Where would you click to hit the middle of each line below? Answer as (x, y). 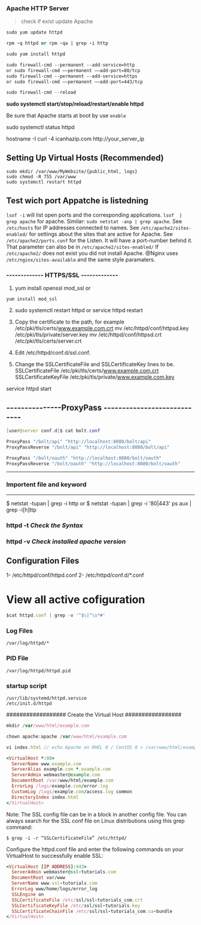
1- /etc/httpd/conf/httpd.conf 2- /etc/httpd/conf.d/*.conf (75, 575)
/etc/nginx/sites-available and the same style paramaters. (81, 259)
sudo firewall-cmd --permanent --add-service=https (72, 76)
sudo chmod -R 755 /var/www (41, 177)
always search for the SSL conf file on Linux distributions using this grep (95, 821)
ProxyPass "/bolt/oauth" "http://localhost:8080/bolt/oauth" (84, 458)
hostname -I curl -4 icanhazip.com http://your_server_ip (75, 139)
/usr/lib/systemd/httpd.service (46, 698)
